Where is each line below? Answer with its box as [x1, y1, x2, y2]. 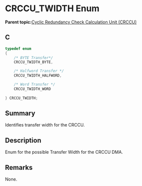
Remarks [5, 163, 33, 171]
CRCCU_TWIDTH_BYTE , [14, 60, 53, 65]
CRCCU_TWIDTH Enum [5, 3, 100, 14]
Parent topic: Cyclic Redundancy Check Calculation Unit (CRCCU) [5, 19, 137, 25]
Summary [5, 109, 35, 117]
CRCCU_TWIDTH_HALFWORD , [14, 73, 62, 78]
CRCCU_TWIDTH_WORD [14, 86, 51, 91]
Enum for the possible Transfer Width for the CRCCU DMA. [5, 149, 123, 155]
